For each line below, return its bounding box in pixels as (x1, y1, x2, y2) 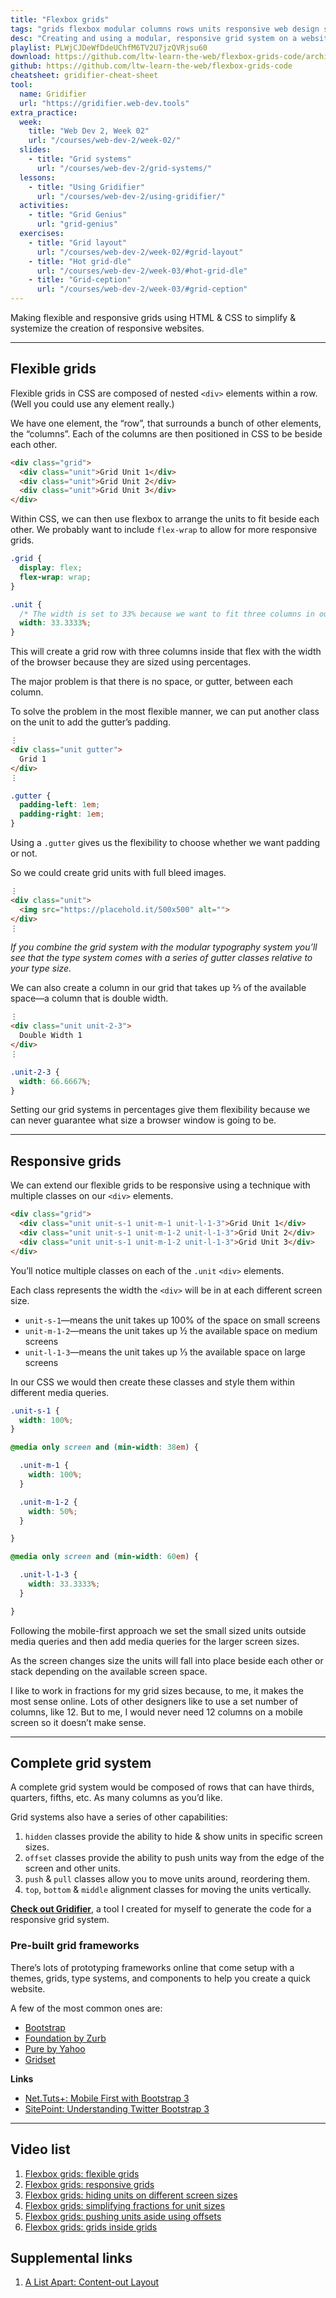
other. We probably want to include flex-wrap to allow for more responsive (10, 524, 318, 536)
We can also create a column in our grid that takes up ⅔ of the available (10, 982, 307, 994)
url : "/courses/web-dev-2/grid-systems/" (36, 163, 213, 173)
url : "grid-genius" (36, 219, 118, 230)
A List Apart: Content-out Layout (24, 2276, 160, 2288)
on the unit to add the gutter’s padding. (10, 716, 172, 728)
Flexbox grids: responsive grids (24, 2178, 155, 2190)
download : (10, 52, 52, 62)
